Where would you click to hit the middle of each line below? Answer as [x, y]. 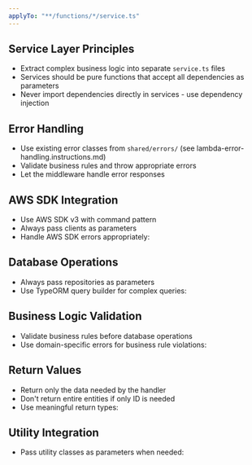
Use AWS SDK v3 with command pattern [88, 220]
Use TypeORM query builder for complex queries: [103, 291]
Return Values [45, 370]
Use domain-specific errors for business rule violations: [113, 344]
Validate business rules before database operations [106, 336]
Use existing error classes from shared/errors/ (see [107, 148]
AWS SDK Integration [63, 200]
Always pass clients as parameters [78, 228]
